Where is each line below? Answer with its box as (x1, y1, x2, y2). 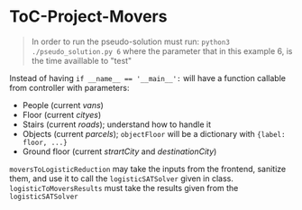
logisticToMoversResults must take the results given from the (9, 182, 239, 193)
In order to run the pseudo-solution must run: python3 (31, 36, 230, 47)
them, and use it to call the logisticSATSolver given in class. (9, 173, 234, 184)
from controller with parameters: (9, 82, 130, 93)
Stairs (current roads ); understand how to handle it (22, 119, 212, 130)
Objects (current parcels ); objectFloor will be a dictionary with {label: (22, 128, 286, 139)
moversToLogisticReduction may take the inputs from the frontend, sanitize (9, 163, 287, 174)
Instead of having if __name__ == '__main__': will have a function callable (9, 72, 287, 83)
